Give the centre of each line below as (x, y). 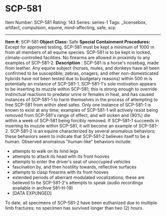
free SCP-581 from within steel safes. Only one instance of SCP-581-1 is (78, 105)
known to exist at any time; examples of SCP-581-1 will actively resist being (82, 110)
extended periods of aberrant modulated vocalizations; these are (78, 177)
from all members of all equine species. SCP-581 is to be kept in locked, (78, 52)
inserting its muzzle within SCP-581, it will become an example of (71, 126)
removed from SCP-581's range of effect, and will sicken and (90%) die (78, 115)
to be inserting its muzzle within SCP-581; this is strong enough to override (81, 89)
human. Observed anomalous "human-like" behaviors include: (68, 141)
